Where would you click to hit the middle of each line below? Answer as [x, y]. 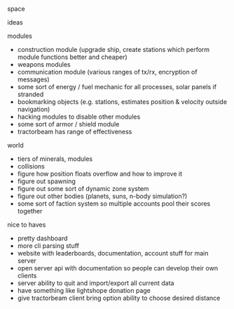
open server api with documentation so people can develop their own [118, 268]
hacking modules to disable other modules [79, 117]
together [30, 211]
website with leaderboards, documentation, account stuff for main [113, 253]
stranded [30, 94]
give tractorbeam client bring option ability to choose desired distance [119, 298]
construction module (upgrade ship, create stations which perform [113, 50]
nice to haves [27, 225]
